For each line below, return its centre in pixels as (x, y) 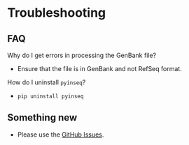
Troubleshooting (57, 13)
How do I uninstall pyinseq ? (47, 82)
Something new (42, 117)
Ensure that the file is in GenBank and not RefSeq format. (99, 69)
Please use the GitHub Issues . (61, 135)
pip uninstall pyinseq (50, 96)
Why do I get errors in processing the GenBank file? (82, 55)
